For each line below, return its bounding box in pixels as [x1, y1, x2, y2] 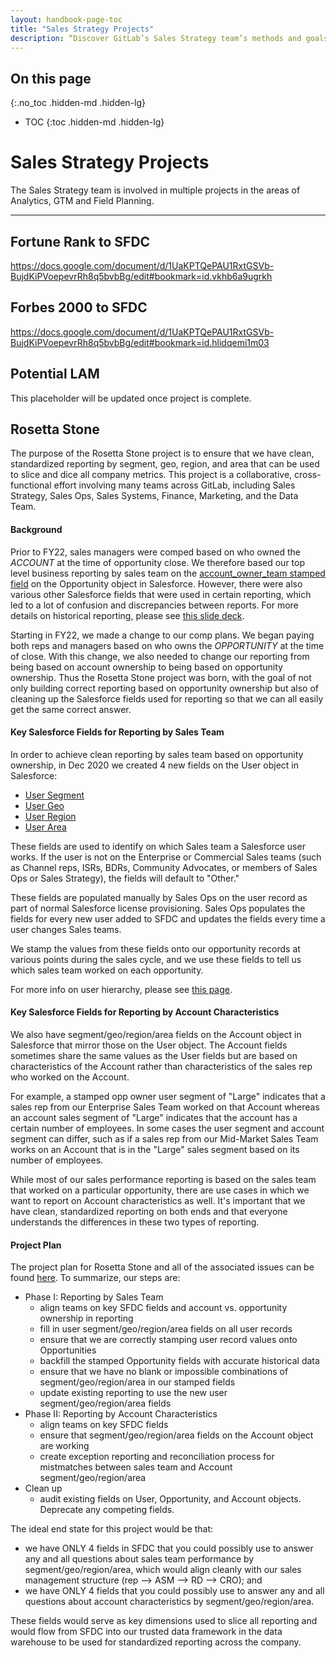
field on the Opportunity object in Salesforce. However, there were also [10, 577, 303, 590]
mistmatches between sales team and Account [39, 1461, 233, 1473]
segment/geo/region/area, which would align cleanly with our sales [24, 1564, 302, 1576]
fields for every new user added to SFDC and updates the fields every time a [10, 912, 326, 925]
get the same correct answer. [10, 703, 132, 715]
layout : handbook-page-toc [10, 14, 123, 25]
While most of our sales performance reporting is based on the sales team [10, 1173, 317, 1185]
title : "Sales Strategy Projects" [10, 24, 155, 34]
